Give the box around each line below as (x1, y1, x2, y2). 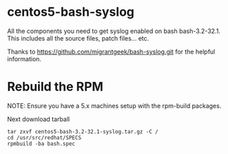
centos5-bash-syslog (7, 4, 134, 20)
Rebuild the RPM (7, 79, 103, 95)
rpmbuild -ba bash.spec (7, 140, 76, 147)
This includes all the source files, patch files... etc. (7, 34, 149, 42)
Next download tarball (7, 115, 70, 123)
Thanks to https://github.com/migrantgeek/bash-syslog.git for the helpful (7, 47, 216, 56)
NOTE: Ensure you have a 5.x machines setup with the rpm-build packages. (7, 101, 222, 110)
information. (7, 54, 42, 63)
